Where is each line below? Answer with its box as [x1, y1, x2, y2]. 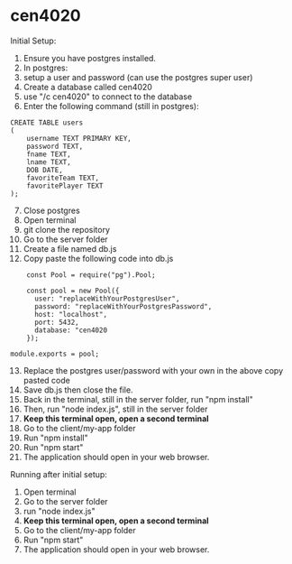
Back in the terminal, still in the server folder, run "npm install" [23, 393, 253, 404]
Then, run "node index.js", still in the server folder [23, 403, 208, 414]
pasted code [23, 374, 70, 385]
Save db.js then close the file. [23, 384, 133, 395]
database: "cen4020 [33, 326, 107, 335]
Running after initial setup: [10, 468, 107, 479]
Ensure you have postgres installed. [23, 52, 157, 63]
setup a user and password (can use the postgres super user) [23, 71, 253, 82]
